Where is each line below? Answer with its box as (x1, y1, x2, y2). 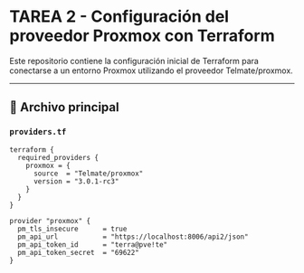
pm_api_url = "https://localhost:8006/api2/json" (17, 232, 249, 241)
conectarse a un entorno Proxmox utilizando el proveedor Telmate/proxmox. (9, 65, 294, 76)
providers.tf (9, 127, 67, 137)
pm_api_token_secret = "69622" (17, 248, 140, 257)
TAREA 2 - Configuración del (9, 6, 229, 27)
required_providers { (17, 153, 100, 162)
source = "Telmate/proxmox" (33, 169, 144, 178)
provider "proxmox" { (9, 216, 91, 225)
